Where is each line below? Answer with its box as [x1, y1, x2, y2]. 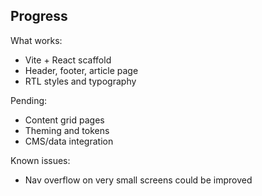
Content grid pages [24, 114, 105, 126]
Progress [10, 8, 68, 25]
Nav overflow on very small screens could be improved [24, 174, 253, 186]
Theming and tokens [24, 124, 110, 136]
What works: [10, 34, 63, 46]
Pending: [10, 94, 48, 106]
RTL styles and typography [24, 75, 137, 87]
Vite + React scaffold [24, 54, 112, 66]
